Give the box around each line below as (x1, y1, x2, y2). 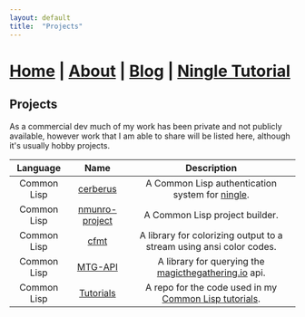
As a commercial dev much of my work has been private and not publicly (9, 120, 283, 131)
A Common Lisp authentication (144, 177, 277, 189)
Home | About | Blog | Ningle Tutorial (9, 61, 290, 82)
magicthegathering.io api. (156, 266, 266, 279)
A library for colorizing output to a (139, 228, 283, 241)
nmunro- (77, 203, 118, 216)
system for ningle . (172, 187, 250, 200)
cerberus (78, 182, 117, 195)
